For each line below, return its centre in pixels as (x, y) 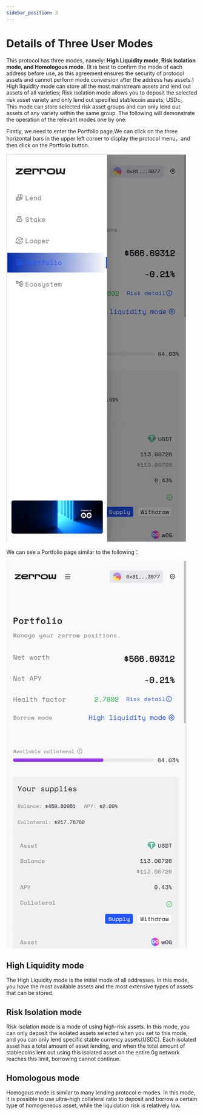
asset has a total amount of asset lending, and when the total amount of (96, 1046)
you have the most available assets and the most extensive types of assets (100, 987)
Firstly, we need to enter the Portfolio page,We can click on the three (92, 131)
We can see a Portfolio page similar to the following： (73, 552)
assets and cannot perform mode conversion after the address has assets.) (100, 79)
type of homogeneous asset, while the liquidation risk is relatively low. (94, 1105)
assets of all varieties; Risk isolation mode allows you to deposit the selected (102, 92)
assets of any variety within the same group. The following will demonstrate (101, 113)
